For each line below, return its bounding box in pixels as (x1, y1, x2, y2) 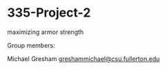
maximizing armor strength (7, 28, 84, 36)
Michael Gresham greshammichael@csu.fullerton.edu (7, 54, 160, 63)
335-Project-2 (7, 5, 91, 21)
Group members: (7, 41, 55, 49)
